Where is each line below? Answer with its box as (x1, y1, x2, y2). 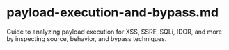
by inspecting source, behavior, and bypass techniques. (6, 34, 167, 42)
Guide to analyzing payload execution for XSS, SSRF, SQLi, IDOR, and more (6, 27, 222, 36)
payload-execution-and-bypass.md (6, 5, 219, 21)
